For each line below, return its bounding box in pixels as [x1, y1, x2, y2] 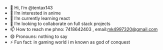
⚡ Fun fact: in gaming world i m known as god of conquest [9, 39, 130, 45]
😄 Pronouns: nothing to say [9, 33, 67, 39]
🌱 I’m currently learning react [9, 15, 70, 21]
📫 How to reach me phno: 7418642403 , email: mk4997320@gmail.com [9, 26, 158, 32]
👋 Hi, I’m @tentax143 [9, 5, 53, 10]
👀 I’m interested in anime [9, 10, 61, 16]
